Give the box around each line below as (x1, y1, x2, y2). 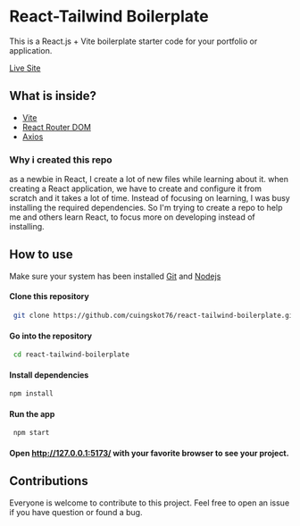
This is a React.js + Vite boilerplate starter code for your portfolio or (9, 36, 258, 46)
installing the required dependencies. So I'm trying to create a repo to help (9, 203, 283, 213)
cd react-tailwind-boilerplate (12, 350, 129, 359)
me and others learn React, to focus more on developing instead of (9, 212, 256, 222)
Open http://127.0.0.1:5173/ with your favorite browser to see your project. (9, 447, 289, 458)
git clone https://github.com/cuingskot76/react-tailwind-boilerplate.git (12, 311, 297, 321)
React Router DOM (21, 121, 92, 132)
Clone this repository (9, 291, 89, 302)
